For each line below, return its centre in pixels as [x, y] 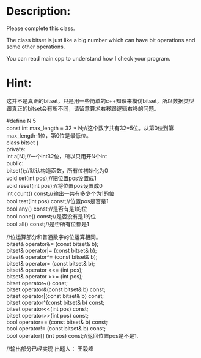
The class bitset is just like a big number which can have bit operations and [101, 40]
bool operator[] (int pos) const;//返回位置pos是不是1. [72, 335]
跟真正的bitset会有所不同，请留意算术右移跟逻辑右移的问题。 [83, 108]
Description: [38, 11]
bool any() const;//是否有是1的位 [47, 209]
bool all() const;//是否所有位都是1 [48, 224]
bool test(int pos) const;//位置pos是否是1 [57, 201]
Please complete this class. [41, 28]
